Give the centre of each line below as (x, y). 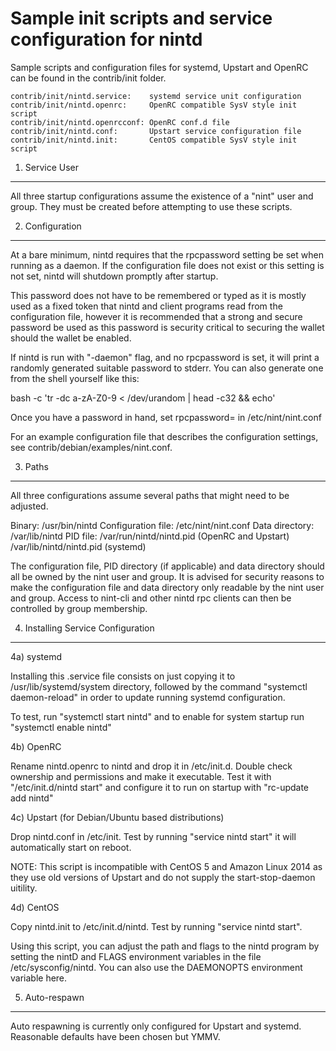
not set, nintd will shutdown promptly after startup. (114, 276)
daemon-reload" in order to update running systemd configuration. (148, 697)
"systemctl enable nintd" (61, 727)
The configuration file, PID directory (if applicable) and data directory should (167, 566)
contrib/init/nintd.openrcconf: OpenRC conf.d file (120, 122)
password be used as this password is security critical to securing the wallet (167, 327)
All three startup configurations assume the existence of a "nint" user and (162, 196)
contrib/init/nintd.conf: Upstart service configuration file (156, 131)
